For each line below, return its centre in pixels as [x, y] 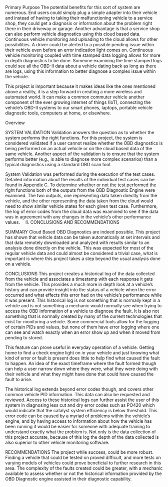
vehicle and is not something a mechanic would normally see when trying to [83, 306]
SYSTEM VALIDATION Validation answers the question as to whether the [80, 132]
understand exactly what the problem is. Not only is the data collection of [81, 432]
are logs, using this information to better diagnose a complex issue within [80, 71]
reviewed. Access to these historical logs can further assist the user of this [82, 400]
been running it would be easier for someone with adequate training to [78, 427]
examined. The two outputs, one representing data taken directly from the [81, 196]
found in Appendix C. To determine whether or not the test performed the [81, 185]
